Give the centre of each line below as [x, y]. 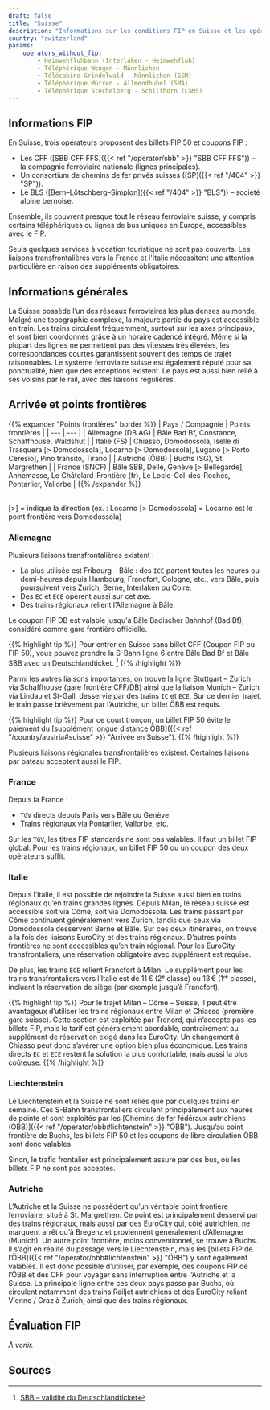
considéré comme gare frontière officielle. [78, 629]
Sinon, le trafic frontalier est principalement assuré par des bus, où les [125, 1159]
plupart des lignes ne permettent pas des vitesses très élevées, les [119, 345]
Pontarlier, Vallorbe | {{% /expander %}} [75, 484]
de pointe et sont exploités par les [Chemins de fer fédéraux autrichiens [127, 1118]
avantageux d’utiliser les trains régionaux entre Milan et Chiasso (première [131, 1012]
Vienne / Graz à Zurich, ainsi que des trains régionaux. [98, 1300]
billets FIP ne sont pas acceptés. [62, 1168]
